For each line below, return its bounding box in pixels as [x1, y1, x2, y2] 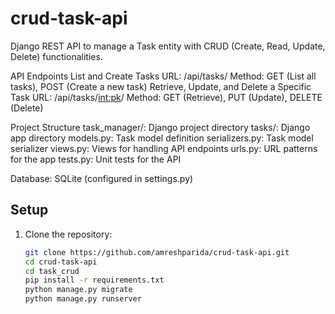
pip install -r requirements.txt [24, 275, 165, 286]
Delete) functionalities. [10, 50, 103, 62]
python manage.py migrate [24, 285, 133, 295]
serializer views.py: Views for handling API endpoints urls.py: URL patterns [10, 142, 318, 154]
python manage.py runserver [24, 294, 142, 304]
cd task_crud [24, 266, 80, 276]
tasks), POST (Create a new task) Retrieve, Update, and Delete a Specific [10, 80, 312, 92]
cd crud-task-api [24, 257, 98, 267]
